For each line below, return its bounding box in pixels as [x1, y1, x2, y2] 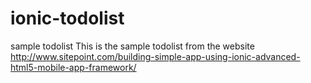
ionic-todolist [10, 7, 125, 30]
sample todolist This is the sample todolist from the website [10, 40, 255, 52]
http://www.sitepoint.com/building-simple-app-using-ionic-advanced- [10, 50, 301, 62]
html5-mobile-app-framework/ [10, 61, 137, 73]
